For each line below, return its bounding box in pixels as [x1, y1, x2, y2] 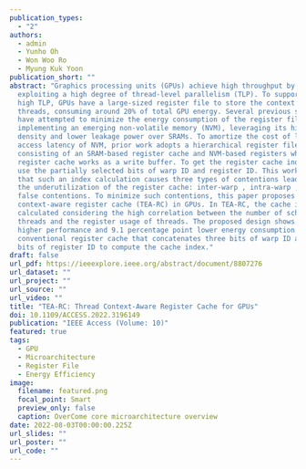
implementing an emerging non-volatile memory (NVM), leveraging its [17, 124, 287, 133]
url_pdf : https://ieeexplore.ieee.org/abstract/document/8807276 [9, 259, 262, 269]
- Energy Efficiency [17, 370, 96, 379]
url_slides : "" [9, 429, 67, 438]
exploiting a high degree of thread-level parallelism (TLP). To [17, 89, 271, 99]
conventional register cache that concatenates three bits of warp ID [17, 234, 291, 243]
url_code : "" [9, 446, 59, 455]
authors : [9, 30, 43, 39]
